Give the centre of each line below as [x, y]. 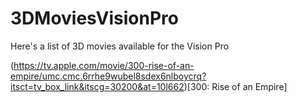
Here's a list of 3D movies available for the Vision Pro [120, 46]
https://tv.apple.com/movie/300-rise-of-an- [104, 65]
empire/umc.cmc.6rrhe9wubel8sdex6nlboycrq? [108, 76]
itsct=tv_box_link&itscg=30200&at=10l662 [97, 86]
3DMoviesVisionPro [94, 18]
